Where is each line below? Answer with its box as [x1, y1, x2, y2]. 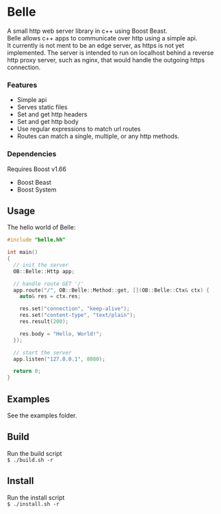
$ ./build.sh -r [7, 457, 53, 463]
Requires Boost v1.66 [7, 165, 67, 173]
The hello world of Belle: [7, 223, 76, 231]
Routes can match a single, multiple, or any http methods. [16, 132, 180, 140]
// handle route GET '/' [13, 280, 84, 287]
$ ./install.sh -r [7, 500, 60, 507]
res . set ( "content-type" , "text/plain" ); [19, 312, 136, 319]
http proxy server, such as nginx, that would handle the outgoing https [7, 55, 205, 64]
